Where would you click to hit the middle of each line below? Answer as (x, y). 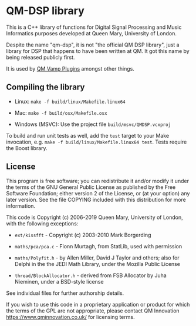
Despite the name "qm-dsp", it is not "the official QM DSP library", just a (93, 45)
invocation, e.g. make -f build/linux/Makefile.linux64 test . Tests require (97, 142)
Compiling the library (45, 87)
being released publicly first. (40, 57)
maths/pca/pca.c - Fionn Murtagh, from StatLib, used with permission (98, 246)
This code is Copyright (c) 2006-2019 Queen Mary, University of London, (94, 217)
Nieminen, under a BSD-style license (59, 281)
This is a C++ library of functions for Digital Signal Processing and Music (94, 27)
